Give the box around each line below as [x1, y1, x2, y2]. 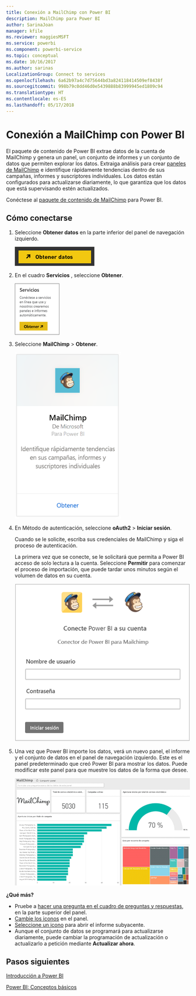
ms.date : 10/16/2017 [6, 59, 57, 64]
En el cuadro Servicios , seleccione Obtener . [14, 271, 124, 278]
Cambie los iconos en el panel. [14, 915, 89, 922]
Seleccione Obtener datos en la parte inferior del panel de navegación [14, 228, 185, 236]
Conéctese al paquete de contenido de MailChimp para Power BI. [6, 196, 163, 203]
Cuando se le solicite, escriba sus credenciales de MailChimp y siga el [14, 535, 184, 543]
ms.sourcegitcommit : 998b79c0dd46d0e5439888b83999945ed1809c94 [6, 84, 163, 90]
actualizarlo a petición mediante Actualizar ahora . [14, 940, 135, 947]
